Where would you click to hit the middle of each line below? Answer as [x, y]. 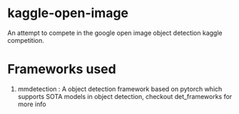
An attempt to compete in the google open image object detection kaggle [115, 33]
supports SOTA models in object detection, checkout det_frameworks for [125, 96]
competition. [26, 40]
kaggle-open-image [68, 13]
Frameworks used [62, 69]
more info [32, 104]
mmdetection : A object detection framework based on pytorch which [120, 89]
